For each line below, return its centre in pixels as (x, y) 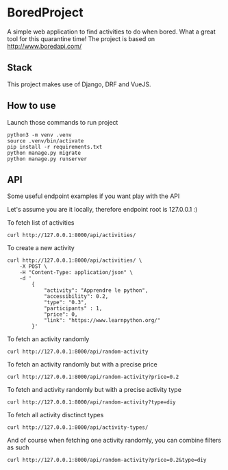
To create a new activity (41, 248)
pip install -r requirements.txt (55, 147)
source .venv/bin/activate (46, 141)
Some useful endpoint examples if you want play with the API (93, 196)
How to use (31, 106)
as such (18, 447)
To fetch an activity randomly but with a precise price (82, 364)
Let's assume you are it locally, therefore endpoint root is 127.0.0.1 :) (102, 210)
